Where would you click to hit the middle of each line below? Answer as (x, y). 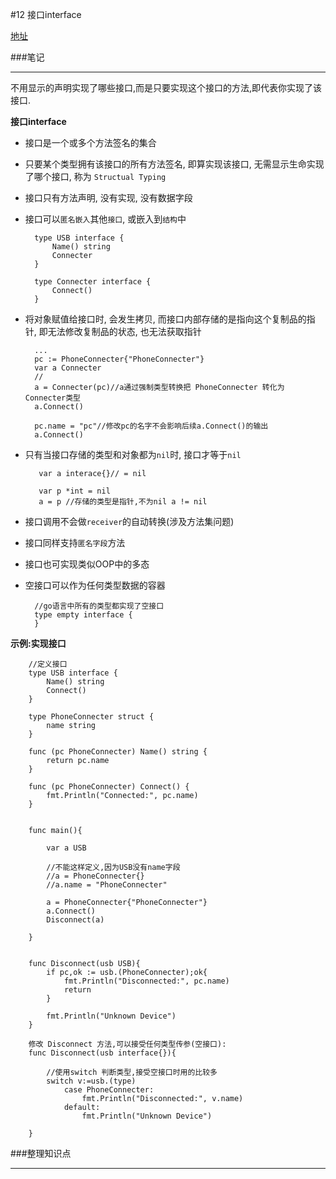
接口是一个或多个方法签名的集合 (90, 142)
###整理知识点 (41, 1153)
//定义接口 (48, 664)
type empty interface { (83, 615)
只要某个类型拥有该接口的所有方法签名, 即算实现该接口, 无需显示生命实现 (174, 164)
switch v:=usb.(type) (91, 1081)
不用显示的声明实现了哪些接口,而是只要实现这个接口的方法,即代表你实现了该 (166, 87)
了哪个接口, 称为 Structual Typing (95, 176)
